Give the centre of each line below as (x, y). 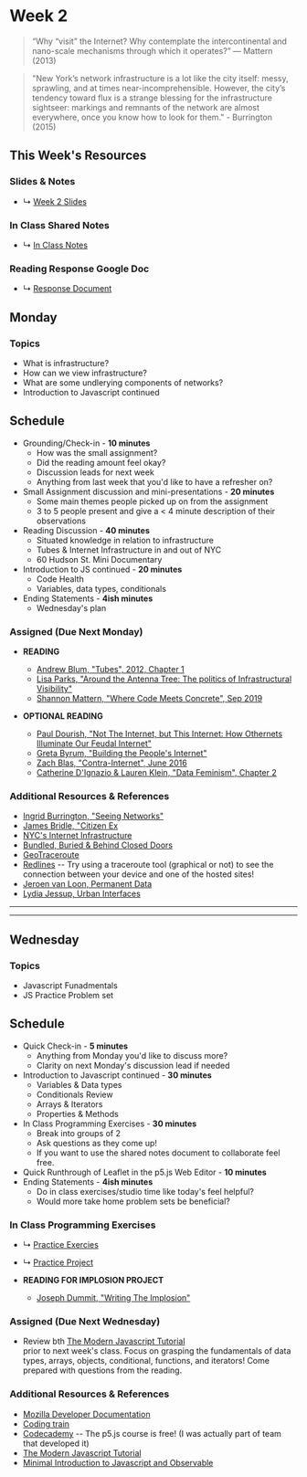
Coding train (46, 1424)
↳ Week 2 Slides (54, 201)
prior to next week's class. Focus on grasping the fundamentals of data (157, 1351)
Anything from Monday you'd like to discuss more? (132, 1055)
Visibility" (54, 689)
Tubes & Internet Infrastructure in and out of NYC (129, 550)
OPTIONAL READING (63, 716)
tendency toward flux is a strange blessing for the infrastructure (152, 98)
